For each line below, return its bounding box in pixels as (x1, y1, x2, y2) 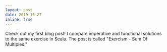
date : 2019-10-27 (5, 12, 42, 17)
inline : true (5, 17, 33, 22)
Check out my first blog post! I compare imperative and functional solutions (5, 31, 162, 37)
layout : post (5, 7, 33, 13)
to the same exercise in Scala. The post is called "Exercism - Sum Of (5, 36, 148, 42)
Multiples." (5, 41, 28, 47)
